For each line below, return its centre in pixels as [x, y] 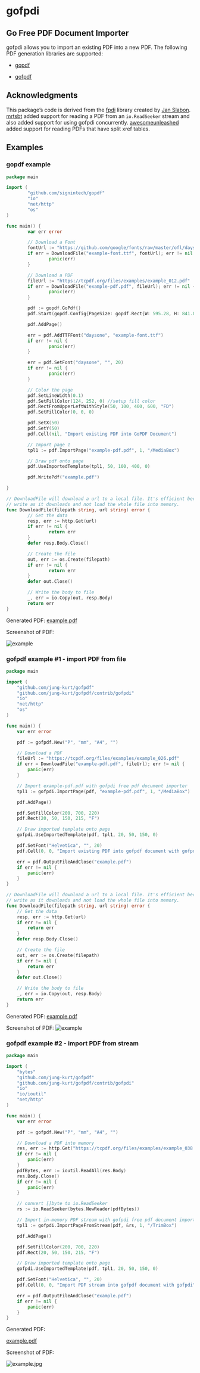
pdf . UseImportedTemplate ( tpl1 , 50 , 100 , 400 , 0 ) [89, 467]
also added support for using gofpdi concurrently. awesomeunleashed [93, 122]
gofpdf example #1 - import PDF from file [66, 658]
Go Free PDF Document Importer [68, 33]
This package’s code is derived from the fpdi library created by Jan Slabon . [99, 110]
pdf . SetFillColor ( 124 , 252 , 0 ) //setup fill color [92, 401]
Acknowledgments [42, 96]
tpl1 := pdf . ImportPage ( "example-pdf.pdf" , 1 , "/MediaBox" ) [104, 450]
